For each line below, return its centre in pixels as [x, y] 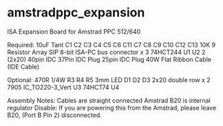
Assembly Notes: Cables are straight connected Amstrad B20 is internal [109, 100]
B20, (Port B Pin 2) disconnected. [54, 115]
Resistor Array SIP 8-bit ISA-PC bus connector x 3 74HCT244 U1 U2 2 [106, 52]
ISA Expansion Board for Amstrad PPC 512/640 [74, 32]
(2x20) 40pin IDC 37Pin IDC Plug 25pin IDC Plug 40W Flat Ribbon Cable [109, 59]
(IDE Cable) [23, 66]
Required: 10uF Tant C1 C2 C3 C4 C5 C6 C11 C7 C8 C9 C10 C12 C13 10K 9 [111, 45]
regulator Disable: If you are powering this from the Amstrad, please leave [112, 108]
